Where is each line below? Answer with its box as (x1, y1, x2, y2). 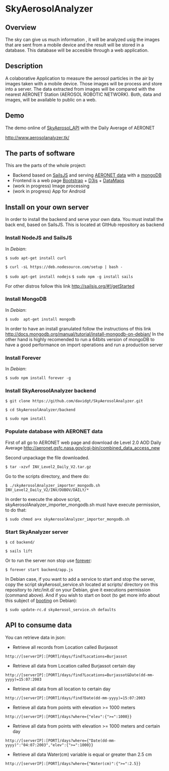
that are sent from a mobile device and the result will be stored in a (5, 42, 144, 48)
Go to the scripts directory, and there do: (5, 473, 90, 479)
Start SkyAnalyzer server (5, 528, 69, 535)
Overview (5, 23, 37, 32)
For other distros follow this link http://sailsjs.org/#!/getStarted (5, 283, 135, 289)
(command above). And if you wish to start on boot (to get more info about (5, 592, 160, 598)
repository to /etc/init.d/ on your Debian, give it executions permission (5, 587, 151, 593)
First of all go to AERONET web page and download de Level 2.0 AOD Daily (5, 439, 161, 446)
